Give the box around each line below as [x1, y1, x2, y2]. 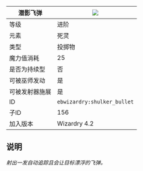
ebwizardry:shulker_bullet [57, 99, 134, 105]
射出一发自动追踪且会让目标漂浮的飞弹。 [6, 158, 106, 166]
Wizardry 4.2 [57, 120, 94, 127]
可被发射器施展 [9, 88, 52, 96]
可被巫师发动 [9, 77, 46, 84]
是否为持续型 [9, 65, 46, 74]
